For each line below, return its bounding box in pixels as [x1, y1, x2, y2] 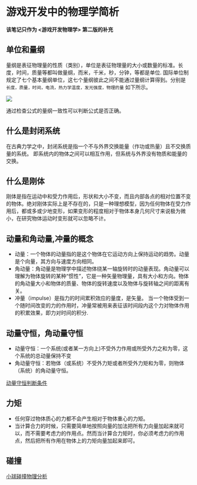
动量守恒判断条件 [6, 380, 47, 386]
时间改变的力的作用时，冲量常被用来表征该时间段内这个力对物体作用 [25, 302, 189, 309]
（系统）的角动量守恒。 [14, 367, 72, 374]
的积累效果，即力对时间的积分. [14, 309, 89, 316]
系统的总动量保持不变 [19, 352, 72, 359]
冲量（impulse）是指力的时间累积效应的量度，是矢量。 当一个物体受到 [14, 295, 185, 302]
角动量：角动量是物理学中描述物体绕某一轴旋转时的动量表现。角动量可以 [14, 265, 189, 272]
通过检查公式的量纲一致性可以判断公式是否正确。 [6, 107, 124, 114]
